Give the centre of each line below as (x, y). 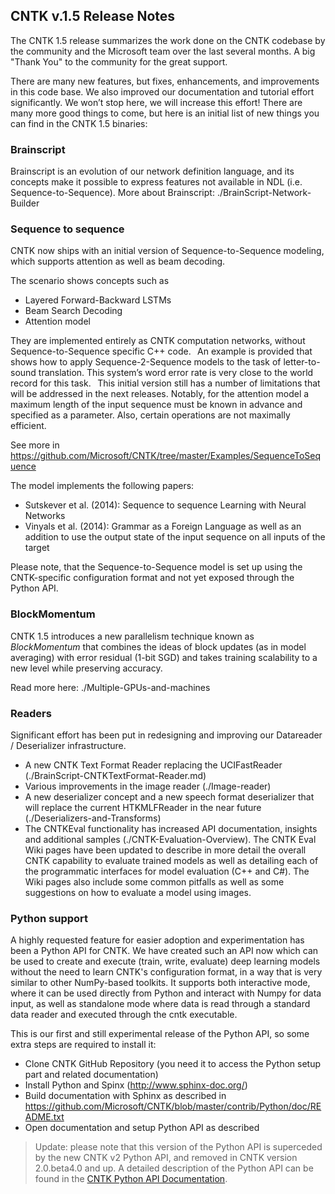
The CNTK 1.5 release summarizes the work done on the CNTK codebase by (168, 40)
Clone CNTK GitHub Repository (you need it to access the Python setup (173, 1064)
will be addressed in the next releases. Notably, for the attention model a (160, 394)
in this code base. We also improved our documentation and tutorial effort (162, 91)
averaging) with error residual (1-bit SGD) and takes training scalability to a (164, 657)
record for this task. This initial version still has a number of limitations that (165, 383)
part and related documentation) (91, 1075)
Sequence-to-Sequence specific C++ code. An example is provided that (161, 351)
